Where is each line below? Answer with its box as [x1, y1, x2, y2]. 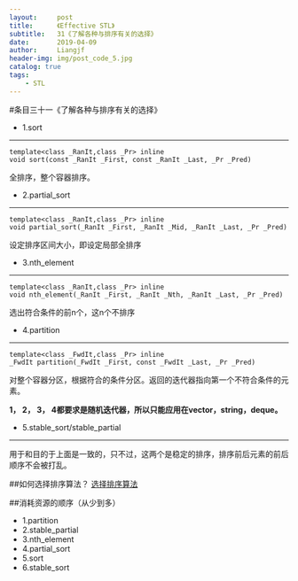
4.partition [21, 324, 60, 335]
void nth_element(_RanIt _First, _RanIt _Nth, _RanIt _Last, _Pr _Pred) [9, 290, 284, 299]
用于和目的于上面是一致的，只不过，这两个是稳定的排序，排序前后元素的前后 [9, 448, 289, 459]
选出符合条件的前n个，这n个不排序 [9, 306, 136, 317]
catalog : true [9, 63, 62, 72]
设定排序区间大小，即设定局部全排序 [9, 239, 142, 250]
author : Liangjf [9, 46, 86, 55]
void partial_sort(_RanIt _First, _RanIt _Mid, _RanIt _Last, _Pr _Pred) [9, 222, 288, 231]
